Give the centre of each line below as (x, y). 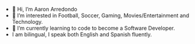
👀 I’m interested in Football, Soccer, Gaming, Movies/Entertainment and (101, 15)
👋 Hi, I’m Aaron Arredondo (44, 9)
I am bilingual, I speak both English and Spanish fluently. (82, 34)
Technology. (27, 22)
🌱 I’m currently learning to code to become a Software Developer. (93, 28)
